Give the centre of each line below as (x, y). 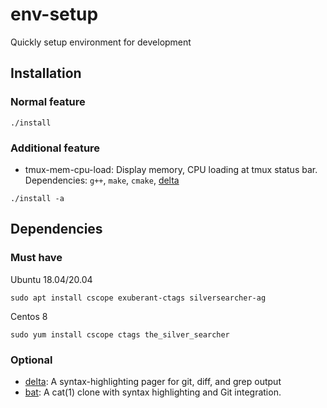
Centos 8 (29, 316)
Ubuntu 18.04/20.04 (51, 279)
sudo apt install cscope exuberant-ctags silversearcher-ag (138, 298)
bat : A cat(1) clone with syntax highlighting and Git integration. (153, 392)
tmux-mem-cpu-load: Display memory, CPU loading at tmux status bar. (171, 169)
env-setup (54, 14)
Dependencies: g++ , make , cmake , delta (102, 180)
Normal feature (48, 102)
